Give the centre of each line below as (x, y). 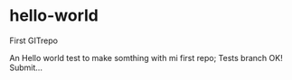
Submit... (26, 67)
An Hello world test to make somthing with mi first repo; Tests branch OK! (146, 58)
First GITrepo (34, 40)
